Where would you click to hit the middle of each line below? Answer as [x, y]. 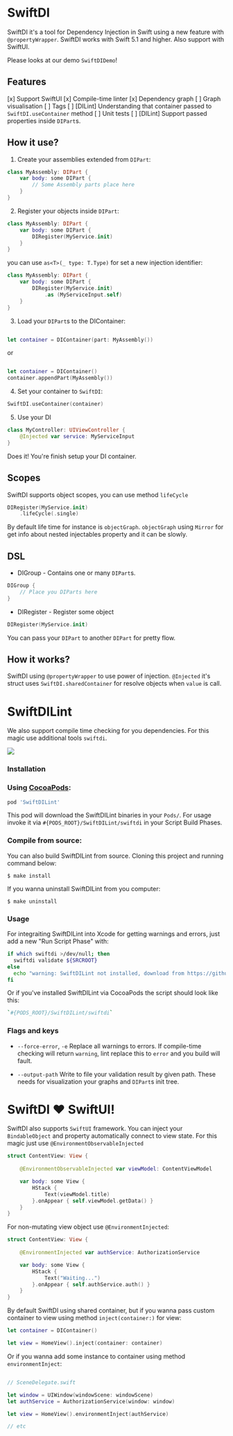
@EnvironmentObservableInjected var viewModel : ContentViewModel [116, 1169]
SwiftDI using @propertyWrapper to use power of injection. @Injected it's [109, 676]
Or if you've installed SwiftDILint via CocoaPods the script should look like [113, 993]
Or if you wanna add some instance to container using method [96, 1356]
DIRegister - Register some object [66, 612]
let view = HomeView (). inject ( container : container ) [85, 1343]
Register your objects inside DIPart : [68, 211]
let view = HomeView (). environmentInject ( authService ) [88, 1414]
